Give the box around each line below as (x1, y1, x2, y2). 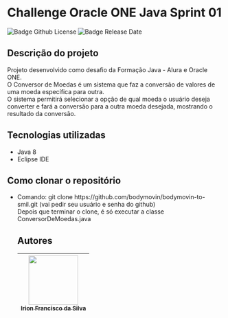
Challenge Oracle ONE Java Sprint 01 (7, 5, 222, 21)
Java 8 (16, 148, 36, 156)
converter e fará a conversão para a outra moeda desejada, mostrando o (7, 102, 213, 111)
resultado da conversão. (7, 109, 76, 117)
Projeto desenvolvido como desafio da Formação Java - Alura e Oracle (7, 65, 208, 73)
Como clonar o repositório (7, 174, 122, 186)
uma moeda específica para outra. (7, 87, 104, 95)
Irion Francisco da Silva (20, 304, 87, 313)
